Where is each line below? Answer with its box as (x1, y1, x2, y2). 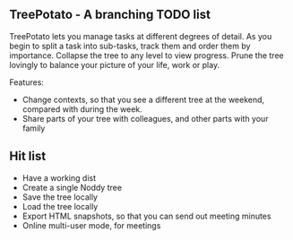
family (22, 123, 46, 133)
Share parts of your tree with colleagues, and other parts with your (22, 113, 269, 124)
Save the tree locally (22, 192, 99, 202)
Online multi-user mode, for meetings (22, 219, 161, 231)
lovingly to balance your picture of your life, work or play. (9, 59, 220, 70)
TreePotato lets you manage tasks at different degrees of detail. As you (9, 30, 272, 41)
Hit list (9, 149, 47, 164)
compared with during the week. (22, 103, 143, 115)
